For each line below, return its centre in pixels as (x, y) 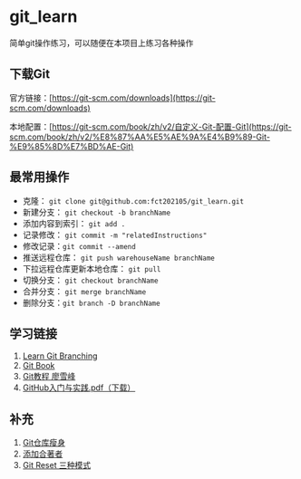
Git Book (39, 366)
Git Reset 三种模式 (57, 465)
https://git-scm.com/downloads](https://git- (134, 98)
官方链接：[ (31, 98)
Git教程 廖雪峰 (49, 377)
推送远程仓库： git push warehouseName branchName (118, 257)
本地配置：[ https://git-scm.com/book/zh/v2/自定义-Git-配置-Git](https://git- (150, 126)
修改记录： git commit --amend (79, 245)
